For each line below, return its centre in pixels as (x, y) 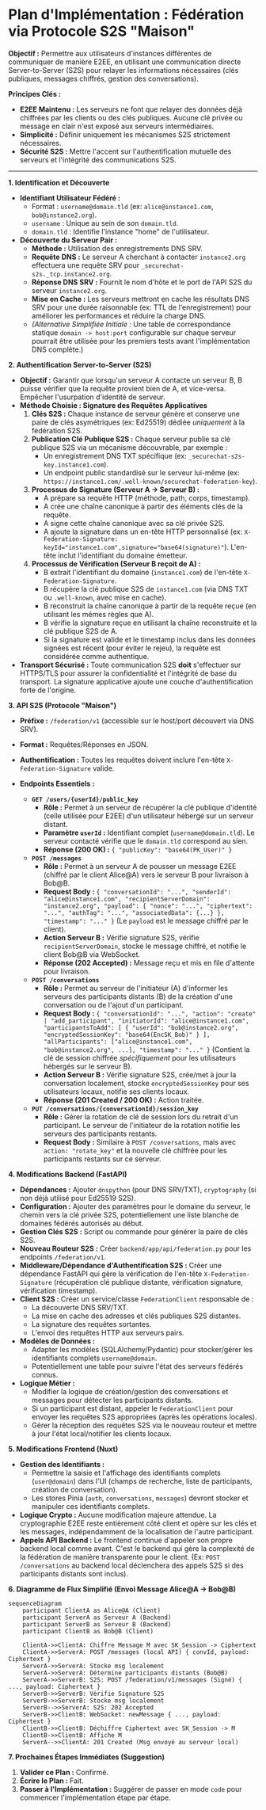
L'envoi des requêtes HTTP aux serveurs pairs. (108, 1332)
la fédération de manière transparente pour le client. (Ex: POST (120, 1557)
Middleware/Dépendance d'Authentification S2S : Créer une (120, 1265)
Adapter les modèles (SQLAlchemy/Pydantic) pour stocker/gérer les (142, 1349)
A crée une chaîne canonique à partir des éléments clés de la (143, 506)
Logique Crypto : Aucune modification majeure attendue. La (118, 1515)
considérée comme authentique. (96, 656)
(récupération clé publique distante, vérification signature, (148, 1282)
